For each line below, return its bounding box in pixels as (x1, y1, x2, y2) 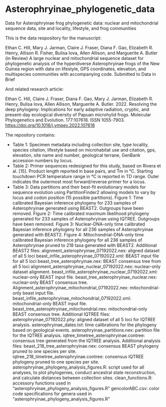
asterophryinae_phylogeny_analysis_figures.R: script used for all (12, 364, 145, 370)
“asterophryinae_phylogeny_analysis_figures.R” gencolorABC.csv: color (12, 385, 160, 391)
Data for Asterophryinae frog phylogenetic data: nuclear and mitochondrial (5, 20, 159, 26)
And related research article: (5, 86, 64, 92)
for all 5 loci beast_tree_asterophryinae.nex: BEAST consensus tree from (12, 258, 161, 264)
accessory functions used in (12, 380, 71, 386)
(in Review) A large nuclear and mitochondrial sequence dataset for (5, 55, 144, 61)
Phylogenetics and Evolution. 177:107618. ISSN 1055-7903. (5, 117, 125, 123)
